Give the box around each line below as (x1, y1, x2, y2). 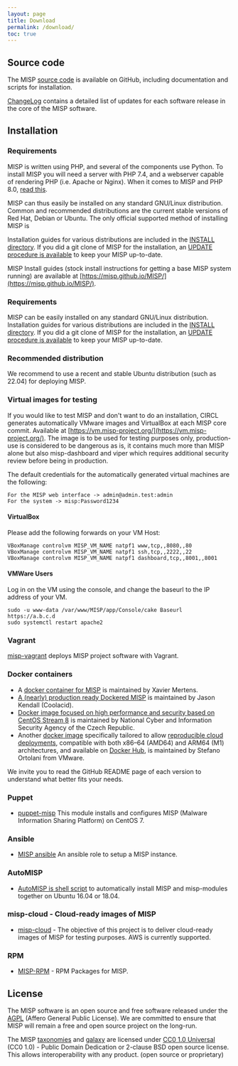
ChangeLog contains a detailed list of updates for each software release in (7, 97, 226, 105)
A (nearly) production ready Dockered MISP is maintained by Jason (17, 693, 215, 701)
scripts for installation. (7, 83, 72, 92)
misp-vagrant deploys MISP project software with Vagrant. (7, 652, 179, 660)
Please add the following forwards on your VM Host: (7, 528, 161, 537)
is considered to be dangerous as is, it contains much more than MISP (19, 441, 225, 450)
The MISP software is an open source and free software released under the (7, 1006, 228, 1015)
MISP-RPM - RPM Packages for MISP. (17, 967, 129, 976)
